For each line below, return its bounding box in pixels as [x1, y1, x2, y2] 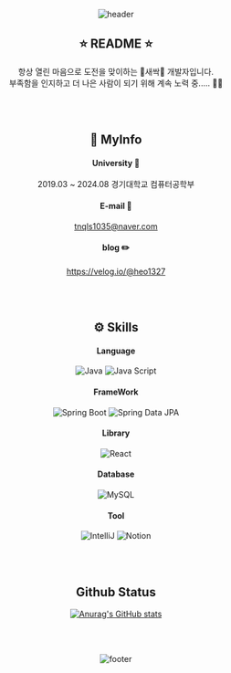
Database [97, 468, 135, 479]
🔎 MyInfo [89, 132, 142, 148]
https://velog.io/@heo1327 [66, 266, 166, 277]
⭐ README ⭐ [79, 37, 153, 52]
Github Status [76, 584, 156, 600]
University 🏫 [91, 157, 141, 168]
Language [96, 345, 136, 356]
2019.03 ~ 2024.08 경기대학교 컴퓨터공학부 [37, 179, 195, 190]
